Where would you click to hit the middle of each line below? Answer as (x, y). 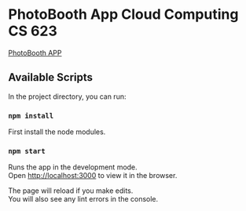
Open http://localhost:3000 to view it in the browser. (93, 176)
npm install (31, 116)
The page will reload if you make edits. (71, 191)
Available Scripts (50, 77)
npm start (27, 151)
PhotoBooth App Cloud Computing (123, 15)
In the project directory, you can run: (67, 96)
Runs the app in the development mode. (73, 167)
